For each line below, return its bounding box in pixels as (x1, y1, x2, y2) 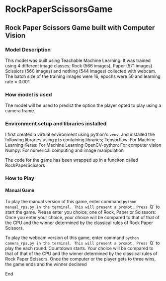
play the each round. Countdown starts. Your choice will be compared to (5, 245, 154, 251)
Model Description (5, 46, 51, 53)
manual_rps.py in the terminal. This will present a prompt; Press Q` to (5, 204, 160, 210)
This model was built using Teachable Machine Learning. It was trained (5, 57, 151, 63)
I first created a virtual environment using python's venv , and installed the (5, 131, 155, 138)
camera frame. (5, 108, 36, 114)
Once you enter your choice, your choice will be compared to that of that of (5, 214, 160, 220)
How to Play (5, 175, 35, 182)
